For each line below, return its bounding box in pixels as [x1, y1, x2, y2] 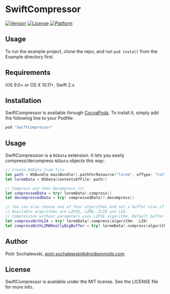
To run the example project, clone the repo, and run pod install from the [5, 48, 158, 54]
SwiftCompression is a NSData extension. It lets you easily [5, 153, 125, 159]
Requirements [5, 68, 51, 77]
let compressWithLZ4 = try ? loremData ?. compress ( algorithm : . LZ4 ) [5, 218, 148, 223]
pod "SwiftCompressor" [5, 125, 53, 130]
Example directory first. [5, 54, 54, 60]
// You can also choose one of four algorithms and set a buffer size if [5, 205, 164, 210]
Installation [5, 96, 41, 105]
